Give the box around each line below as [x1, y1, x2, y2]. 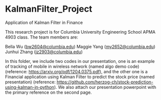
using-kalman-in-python [5, 84, 55, 90]
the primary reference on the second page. [5, 89, 92, 95]
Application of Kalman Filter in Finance [5, 20, 83, 25]
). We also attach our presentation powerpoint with [54, 84, 157, 90]
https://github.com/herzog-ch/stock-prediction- [56, 79, 154, 85]
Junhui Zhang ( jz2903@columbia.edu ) [5, 49, 83, 55]
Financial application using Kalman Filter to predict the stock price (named [5, 74, 155, 80]
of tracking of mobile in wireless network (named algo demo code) [5, 63, 139, 69]
